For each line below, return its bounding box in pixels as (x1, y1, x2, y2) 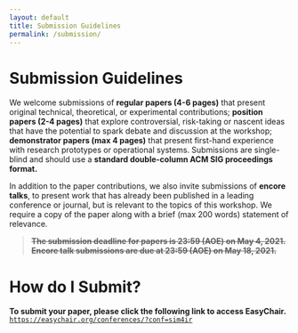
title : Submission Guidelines (9, 21, 122, 30)
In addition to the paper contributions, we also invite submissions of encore (9, 181, 286, 191)
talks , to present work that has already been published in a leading (9, 191, 254, 201)
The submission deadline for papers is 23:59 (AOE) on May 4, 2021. (30, 236, 286, 247)
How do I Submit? (9, 277, 141, 296)
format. (9, 164, 38, 175)
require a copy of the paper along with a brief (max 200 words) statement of (9, 209, 289, 220)
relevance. (9, 219, 48, 230)
